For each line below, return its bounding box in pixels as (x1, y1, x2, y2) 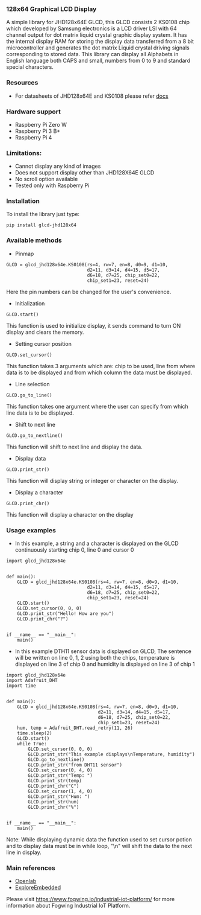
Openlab (14, 878, 37, 885)
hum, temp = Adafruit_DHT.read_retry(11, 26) (17, 725, 134, 732)
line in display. (6, 849, 42, 856)
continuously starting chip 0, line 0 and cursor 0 (14, 546, 134, 553)
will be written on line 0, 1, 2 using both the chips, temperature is (14, 654, 175, 662)
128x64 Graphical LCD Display (6, 5, 97, 13)
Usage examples (6, 526, 56, 534)
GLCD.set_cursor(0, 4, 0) (28, 767, 93, 774)
